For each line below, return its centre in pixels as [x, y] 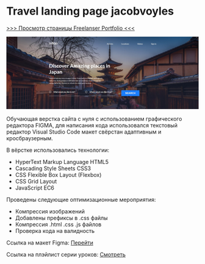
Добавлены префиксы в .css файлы [61, 218]
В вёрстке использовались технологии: [58, 150]
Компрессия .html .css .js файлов [58, 224]
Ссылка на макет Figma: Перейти [50, 243]
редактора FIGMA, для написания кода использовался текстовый [92, 126]
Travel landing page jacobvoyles [90, 11]
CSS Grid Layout [36, 182]
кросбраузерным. [30, 138]
